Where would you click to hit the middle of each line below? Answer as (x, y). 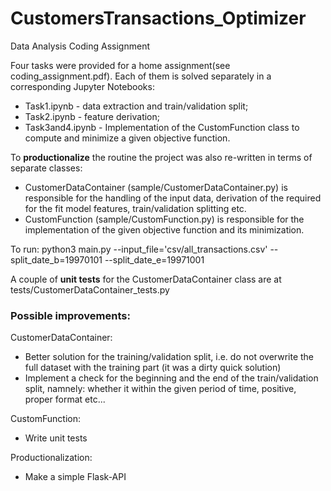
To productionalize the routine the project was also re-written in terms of (161, 157)
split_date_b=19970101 (56, 259)
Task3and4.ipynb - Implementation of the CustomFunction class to (162, 127)
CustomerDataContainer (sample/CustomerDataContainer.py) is (156, 187)
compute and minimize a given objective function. (127, 138)
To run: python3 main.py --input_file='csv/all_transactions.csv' (139, 249)
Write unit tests (56, 438)
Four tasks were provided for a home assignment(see (120, 65)
